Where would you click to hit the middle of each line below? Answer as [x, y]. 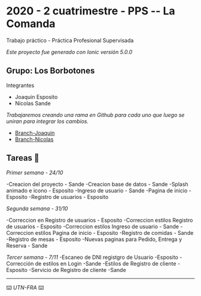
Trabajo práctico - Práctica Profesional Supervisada [70, 40]
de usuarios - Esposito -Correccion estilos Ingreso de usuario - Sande [93, 226]
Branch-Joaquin [35, 132]
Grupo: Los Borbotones [51, 71]
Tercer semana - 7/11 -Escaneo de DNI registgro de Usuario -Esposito [92, 257]
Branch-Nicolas [34, 139]
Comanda [31, 24]
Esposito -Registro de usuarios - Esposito [57, 197]
